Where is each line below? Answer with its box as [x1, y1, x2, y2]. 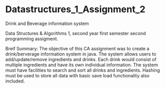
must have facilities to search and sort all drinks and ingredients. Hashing [5, 67, 160, 73]
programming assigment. [5, 36, 58, 42]
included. [5, 78, 25, 84]
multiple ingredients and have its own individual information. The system [5, 62, 158, 68]
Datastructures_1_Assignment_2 [5, 4, 146, 15]
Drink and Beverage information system [5, 20, 89, 26]
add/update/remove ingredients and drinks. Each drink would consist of [5, 56, 157, 62]
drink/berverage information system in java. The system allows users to [5, 51, 156, 57]
